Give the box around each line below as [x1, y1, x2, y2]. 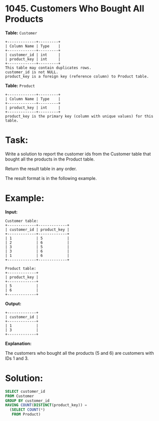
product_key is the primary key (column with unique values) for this [5, 114, 154, 119]
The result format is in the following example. [5, 175, 97, 181]
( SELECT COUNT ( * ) [9, 407, 45, 413]
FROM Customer [5, 393, 35, 398]
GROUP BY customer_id [5, 398, 50, 403]
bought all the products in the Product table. [5, 156, 95, 162]
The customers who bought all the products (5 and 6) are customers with [5, 350, 154, 356]
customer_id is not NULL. [5, 70, 58, 75]
